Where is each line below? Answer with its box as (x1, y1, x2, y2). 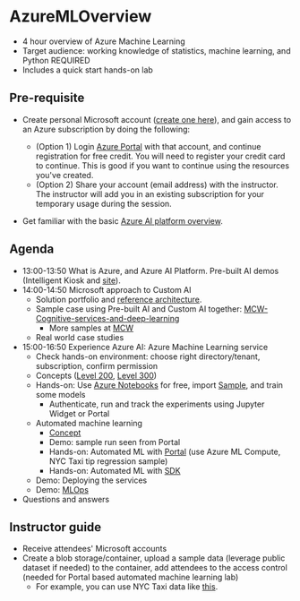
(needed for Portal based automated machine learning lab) (21, 571, 239, 583)
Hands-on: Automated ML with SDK (48, 465, 181, 476)
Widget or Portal (48, 408, 110, 418)
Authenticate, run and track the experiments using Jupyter (48, 399, 265, 409)
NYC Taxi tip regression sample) (48, 455, 168, 467)
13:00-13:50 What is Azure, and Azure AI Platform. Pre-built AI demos (21, 265, 279, 276)
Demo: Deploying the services (35, 475, 148, 485)
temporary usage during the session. (35, 198, 172, 209)
